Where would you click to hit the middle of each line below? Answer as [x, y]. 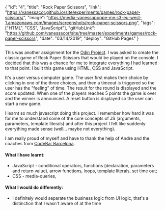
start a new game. [23, 104]
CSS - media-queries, [34, 176]
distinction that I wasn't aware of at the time [57, 204]
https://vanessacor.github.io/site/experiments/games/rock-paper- [74, 12]
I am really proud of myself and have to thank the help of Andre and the [77, 138]
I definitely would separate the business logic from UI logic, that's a [80, 198]
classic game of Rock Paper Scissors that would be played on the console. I [82, 58]
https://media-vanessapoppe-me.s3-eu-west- [95, 17]
